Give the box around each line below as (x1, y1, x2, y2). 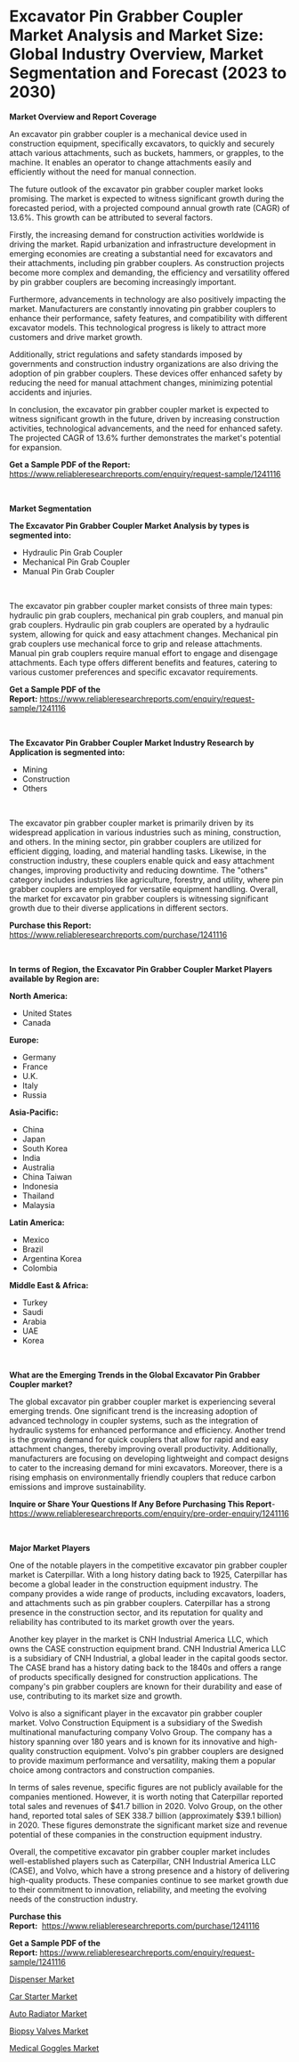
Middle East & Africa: (9, 1279, 89, 1290)
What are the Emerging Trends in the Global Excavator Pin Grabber (9, 1369, 261, 1380)
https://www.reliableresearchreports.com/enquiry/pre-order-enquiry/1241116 (9, 1507, 289, 1519)
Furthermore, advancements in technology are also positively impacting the (9, 294, 287, 304)
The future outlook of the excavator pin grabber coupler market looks (9, 183, 264, 194)
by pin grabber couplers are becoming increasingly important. (9, 276, 237, 287)
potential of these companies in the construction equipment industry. (9, 1829, 263, 1839)
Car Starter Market (9, 1991, 78, 2001)
